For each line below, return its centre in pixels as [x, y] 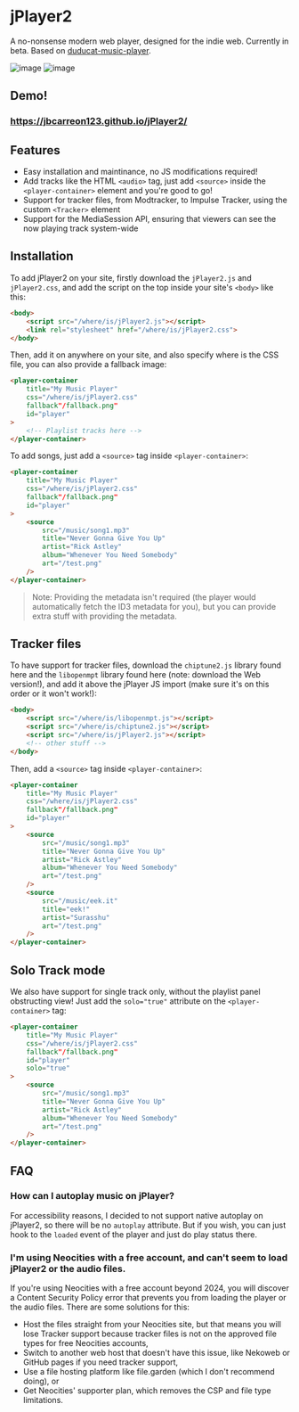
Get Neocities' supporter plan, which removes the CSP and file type [147, 1391]
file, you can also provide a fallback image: [89, 365]
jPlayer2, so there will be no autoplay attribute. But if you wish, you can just [148, 1225]
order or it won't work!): [53, 694]
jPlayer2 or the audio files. [68, 1268]
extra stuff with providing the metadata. [104, 616]
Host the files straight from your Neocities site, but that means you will [152, 1325]
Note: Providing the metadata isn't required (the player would [144, 597]
